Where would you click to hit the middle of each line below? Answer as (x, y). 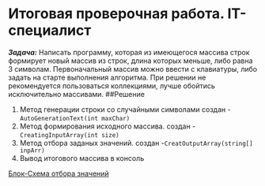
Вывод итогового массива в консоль (82, 158)
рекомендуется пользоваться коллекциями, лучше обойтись (112, 86)
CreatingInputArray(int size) (70, 135)
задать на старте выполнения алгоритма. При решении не (107, 77)
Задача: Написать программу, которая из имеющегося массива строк (129, 52)
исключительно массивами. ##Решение (76, 94)
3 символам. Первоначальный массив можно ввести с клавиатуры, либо (133, 69)
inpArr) (32, 151)
